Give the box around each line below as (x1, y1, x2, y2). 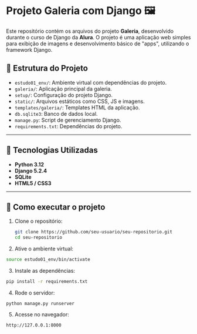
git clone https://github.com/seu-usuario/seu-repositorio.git (14, 229, 173, 235)
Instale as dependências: (14, 268, 75, 274)
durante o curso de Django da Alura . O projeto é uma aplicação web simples (6, 34, 191, 41)
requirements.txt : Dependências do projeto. (14, 122, 123, 129)
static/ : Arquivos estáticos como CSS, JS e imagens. (14, 98, 145, 105)
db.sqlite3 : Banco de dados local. (14, 110, 98, 117)
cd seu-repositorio (14, 235, 63, 241)
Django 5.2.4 (14, 167, 47, 174)
